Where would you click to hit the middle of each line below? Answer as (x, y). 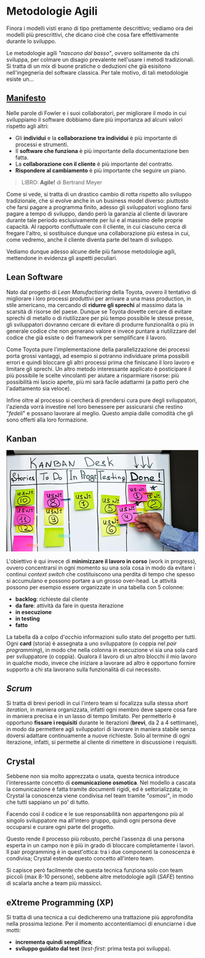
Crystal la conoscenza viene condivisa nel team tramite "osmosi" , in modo (100, 796)
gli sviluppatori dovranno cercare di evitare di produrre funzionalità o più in (100, 324)
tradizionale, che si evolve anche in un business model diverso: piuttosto (98, 201)
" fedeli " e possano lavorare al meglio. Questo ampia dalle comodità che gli (100, 413)
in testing (27, 618)
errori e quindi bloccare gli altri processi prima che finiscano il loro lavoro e (100, 362)
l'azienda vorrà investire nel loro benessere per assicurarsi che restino (95, 407)
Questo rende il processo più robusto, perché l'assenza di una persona (95, 839)
